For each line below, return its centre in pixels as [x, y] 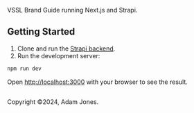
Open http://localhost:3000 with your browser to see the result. [98, 82]
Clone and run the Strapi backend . [66, 49]
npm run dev [24, 69]
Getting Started [41, 32]
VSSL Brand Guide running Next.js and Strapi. [72, 10]
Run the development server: [59, 55]
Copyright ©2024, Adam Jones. [53, 102]
